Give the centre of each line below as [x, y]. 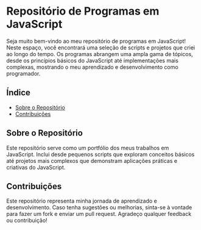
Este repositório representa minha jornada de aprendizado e [82, 201]
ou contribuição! [27, 220]
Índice [18, 93]
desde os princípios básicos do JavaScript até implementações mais [92, 60]
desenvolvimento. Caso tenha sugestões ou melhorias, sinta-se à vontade [99, 207]
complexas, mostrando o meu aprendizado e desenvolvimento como [92, 67]
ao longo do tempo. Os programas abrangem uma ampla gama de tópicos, [100, 54]
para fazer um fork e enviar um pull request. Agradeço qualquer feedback [99, 214]
